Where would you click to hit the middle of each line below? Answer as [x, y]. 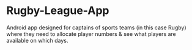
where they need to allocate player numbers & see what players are [91, 34]
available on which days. [37, 40]
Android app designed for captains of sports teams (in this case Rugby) [96, 27]
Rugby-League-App [58, 11]
